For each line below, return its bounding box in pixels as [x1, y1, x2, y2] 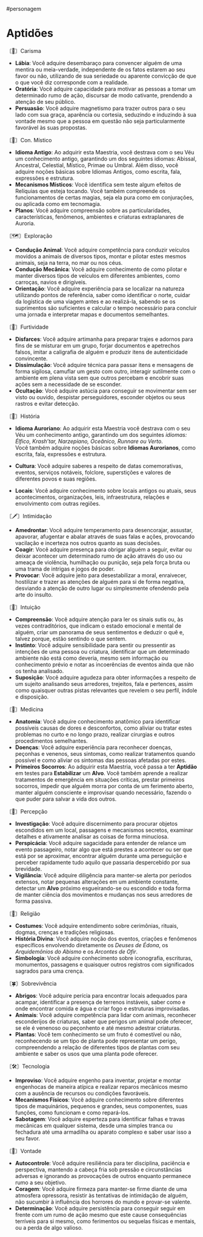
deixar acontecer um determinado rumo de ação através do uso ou [15, 552, 183, 560]
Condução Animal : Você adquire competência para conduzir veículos [15, 246, 190, 253]
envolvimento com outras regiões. [15, 499, 101, 507]
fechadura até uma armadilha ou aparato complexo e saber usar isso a [15, 1128, 191, 1136]
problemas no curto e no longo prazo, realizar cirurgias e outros [15, 730, 175, 738]
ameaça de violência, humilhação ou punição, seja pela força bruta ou [15, 558, 190, 566]
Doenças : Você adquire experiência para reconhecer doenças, [15, 744, 173, 751]
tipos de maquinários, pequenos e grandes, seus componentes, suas [15, 1102, 188, 1109]
